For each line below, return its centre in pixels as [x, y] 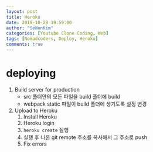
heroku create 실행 [46, 130]
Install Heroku [40, 116]
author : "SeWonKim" [30, 28]
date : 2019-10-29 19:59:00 [39, 22]
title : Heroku [23, 17]
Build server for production [47, 89]
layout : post [22, 11]
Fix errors [35, 144]
